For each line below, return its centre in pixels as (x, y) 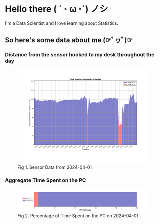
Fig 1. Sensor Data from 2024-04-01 (55, 167)
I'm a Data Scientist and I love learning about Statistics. (62, 23)
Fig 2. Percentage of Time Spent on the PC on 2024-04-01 (78, 216)
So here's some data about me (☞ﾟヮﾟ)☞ (69, 40)
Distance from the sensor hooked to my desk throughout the (80, 55)
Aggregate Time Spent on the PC (46, 180)
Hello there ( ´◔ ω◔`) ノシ (57, 9)
